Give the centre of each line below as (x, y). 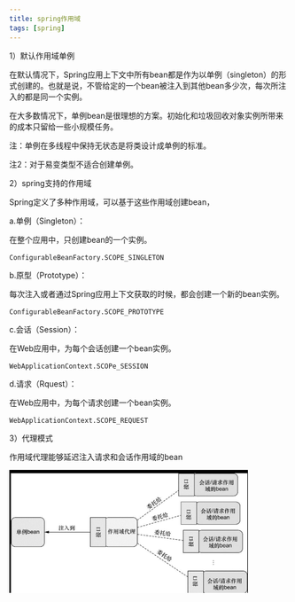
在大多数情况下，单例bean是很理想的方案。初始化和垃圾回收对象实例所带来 (147, 115)
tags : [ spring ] (37, 28)
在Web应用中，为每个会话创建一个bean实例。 (93, 348)
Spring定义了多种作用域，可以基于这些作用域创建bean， (112, 202)
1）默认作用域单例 (42, 55)
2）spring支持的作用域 (50, 183)
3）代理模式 (31, 438)
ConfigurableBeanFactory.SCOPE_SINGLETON (87, 257)
